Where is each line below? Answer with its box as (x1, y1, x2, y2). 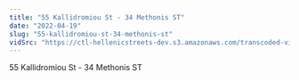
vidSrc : (9, 37, 38, 47)
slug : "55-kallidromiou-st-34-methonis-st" (9, 29, 174, 38)
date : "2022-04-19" (9, 21, 82, 30)
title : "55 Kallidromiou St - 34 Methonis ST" (9, 12, 185, 22)
